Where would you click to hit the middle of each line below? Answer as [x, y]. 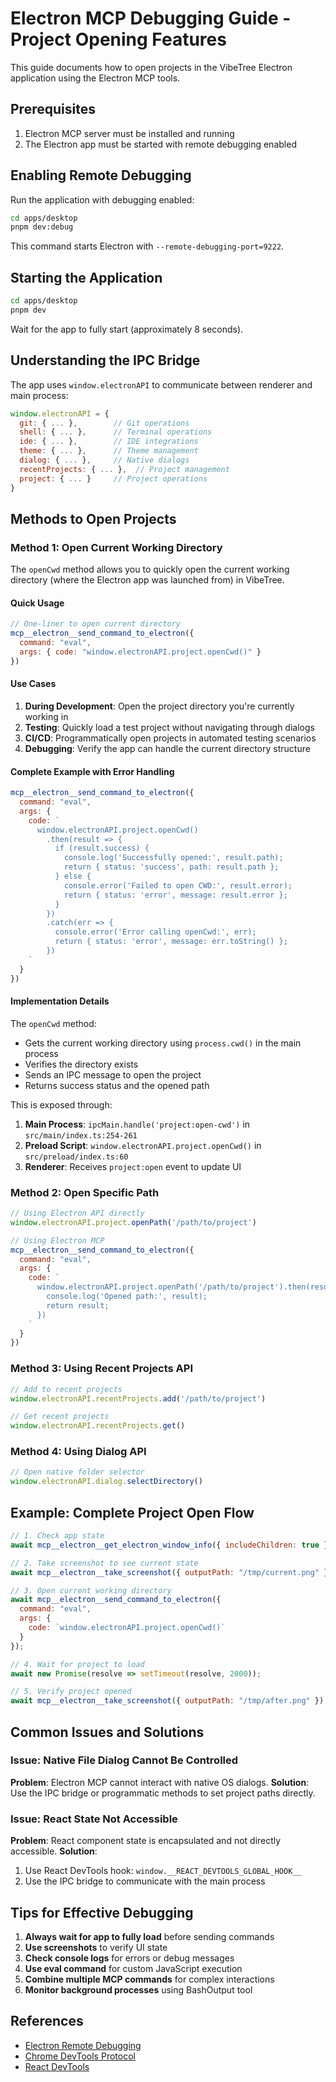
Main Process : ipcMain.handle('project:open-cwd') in [137, 1124]
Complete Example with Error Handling [92, 771]
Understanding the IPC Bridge [105, 360]
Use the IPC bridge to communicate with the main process [145, 1881]
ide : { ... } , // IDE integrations [109, 442]
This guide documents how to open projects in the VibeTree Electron [151, 67]
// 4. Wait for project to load [77, 1664]
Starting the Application [86, 277]
